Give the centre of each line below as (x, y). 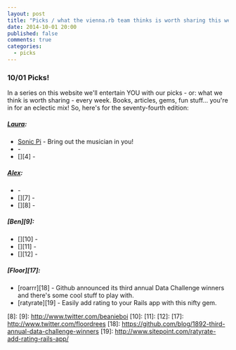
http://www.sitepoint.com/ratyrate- (165, 332)
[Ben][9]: (21, 221)
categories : (25, 46)
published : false (33, 33)
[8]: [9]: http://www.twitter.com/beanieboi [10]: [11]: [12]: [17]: (96, 316)
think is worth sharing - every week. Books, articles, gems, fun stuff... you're (118, 101)
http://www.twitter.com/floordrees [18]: (64, 324)
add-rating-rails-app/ (38, 339)
